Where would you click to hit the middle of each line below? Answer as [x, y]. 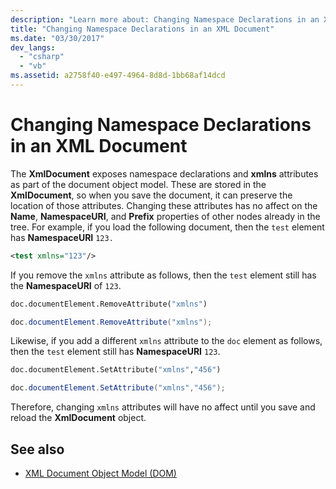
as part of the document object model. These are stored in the [138, 184]
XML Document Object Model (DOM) [100, 473]
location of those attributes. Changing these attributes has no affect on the [164, 205]
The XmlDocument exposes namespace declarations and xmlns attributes [164, 173]
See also [37, 449]
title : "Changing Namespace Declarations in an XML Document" [142, 29]
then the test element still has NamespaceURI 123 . [115, 352]
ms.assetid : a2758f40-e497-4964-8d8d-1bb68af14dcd [118, 76]
